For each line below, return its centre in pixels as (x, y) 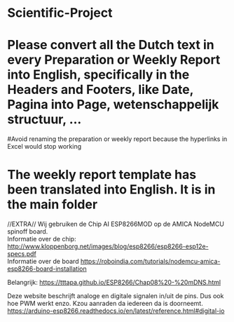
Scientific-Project (60, 13)
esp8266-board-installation (47, 269)
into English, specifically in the (98, 75)
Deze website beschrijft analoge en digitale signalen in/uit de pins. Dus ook (116, 296)
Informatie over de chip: (42, 239)
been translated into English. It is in (111, 190)
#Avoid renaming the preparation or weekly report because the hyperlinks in (117, 139)
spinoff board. (28, 232)
